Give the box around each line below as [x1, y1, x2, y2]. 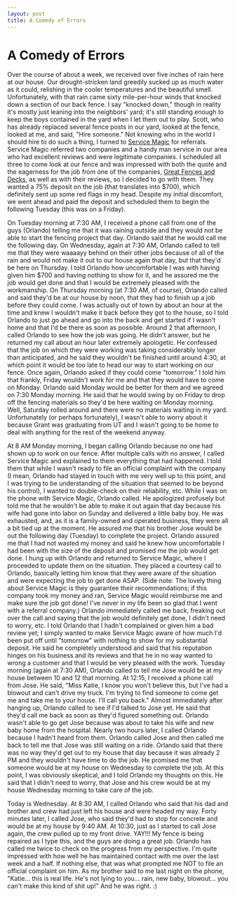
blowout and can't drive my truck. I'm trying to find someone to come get [7, 689, 219, 697]
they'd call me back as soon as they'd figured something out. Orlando [7, 711, 209, 720]
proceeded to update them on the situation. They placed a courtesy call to [7, 561, 222, 570]
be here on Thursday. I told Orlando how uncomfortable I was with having [7, 263, 220, 272]
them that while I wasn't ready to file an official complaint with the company [7, 464, 226, 472]
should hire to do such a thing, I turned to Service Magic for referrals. [7, 138, 208, 146]
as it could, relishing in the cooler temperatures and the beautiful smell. [7, 85, 213, 94]
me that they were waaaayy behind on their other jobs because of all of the [7, 249, 224, 257]
